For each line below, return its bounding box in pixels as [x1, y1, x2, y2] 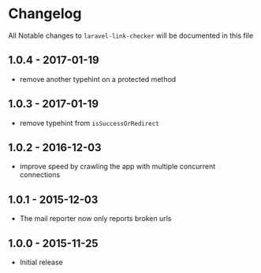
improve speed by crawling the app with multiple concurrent [19, 162, 216, 172]
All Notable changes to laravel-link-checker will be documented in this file [8, 31, 254, 40]
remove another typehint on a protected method [19, 74, 177, 83]
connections [19, 170, 61, 179]
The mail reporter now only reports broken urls [19, 214, 172, 223]
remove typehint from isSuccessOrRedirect [19, 118, 159, 127]
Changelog [8, 5, 82, 23]
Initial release [19, 257, 63, 267]
